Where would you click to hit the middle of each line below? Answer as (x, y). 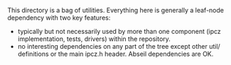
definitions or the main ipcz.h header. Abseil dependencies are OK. (116, 54)
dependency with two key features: (59, 18)
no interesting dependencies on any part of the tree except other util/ (119, 46)
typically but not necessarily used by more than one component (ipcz (119, 31)
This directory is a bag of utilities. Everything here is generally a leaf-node (116, 10)
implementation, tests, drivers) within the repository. (94, 39)
